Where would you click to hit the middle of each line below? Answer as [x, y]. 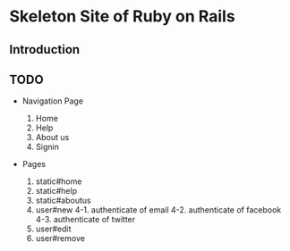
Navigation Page [52, 101]
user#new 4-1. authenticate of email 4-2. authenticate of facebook [158, 210]
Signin [47, 147]
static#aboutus [63, 201]
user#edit [53, 229]
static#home [59, 181]
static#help [56, 191]
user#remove [60, 238]
